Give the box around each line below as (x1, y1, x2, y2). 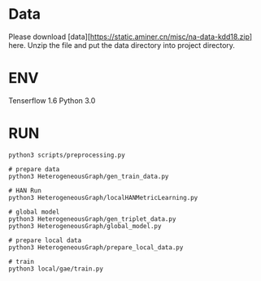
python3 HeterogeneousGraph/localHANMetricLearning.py (8, 193, 198, 201)
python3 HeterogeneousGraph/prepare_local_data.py (8, 243, 184, 252)
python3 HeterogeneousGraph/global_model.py (8, 222, 162, 230)
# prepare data (8, 165, 60, 173)
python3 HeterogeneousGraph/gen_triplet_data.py (8, 214, 176, 223)
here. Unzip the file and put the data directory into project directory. (8, 40, 236, 50)
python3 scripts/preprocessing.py (8, 151, 126, 159)
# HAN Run (8, 186, 42, 195)
